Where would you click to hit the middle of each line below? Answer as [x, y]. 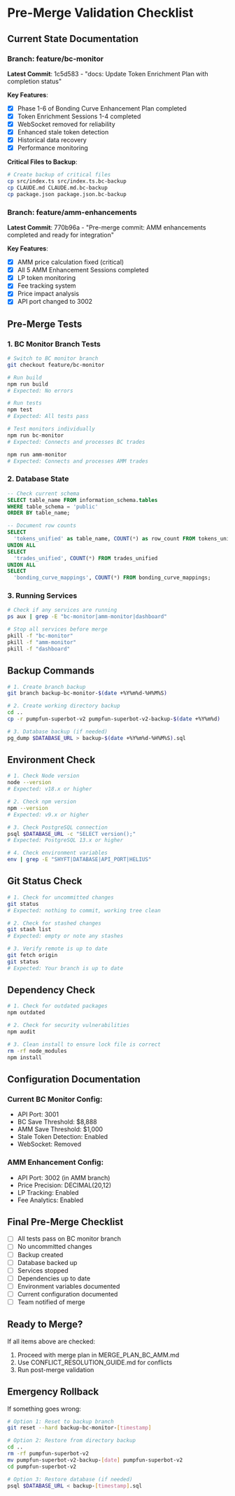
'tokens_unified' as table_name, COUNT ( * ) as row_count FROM [105, 539]
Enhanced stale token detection [63, 132]
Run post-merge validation [56, 1369]
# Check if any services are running [62, 610]
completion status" [35, 81]
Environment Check [51, 760]
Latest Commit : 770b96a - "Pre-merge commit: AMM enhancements [107, 228]
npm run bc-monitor [36, 435]
